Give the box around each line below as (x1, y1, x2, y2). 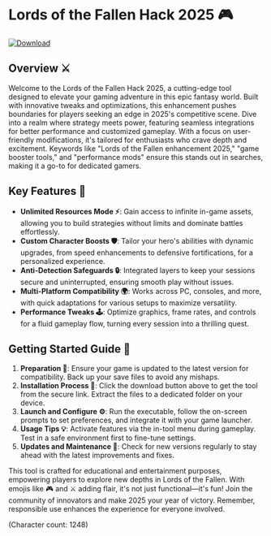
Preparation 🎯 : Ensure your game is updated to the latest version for (19, 364, 249, 374)
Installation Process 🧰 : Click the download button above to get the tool (19, 381, 258, 391)
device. (19, 398, 45, 408)
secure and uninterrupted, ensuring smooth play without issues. (19, 277, 234, 287)
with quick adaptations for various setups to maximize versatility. (19, 297, 238, 308)
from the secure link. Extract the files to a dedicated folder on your (19, 390, 243, 400)
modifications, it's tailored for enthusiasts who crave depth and (36, 135, 247, 145)
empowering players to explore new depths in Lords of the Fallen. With (8, 475, 245, 485)
